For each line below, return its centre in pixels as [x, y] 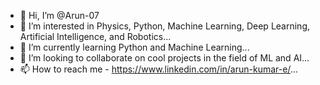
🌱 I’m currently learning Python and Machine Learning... [134, 47]
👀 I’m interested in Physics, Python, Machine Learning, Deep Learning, [164, 26]
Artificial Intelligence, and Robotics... [95, 36]
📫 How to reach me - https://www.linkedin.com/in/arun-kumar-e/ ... [158, 69]
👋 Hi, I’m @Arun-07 [59, 15]
